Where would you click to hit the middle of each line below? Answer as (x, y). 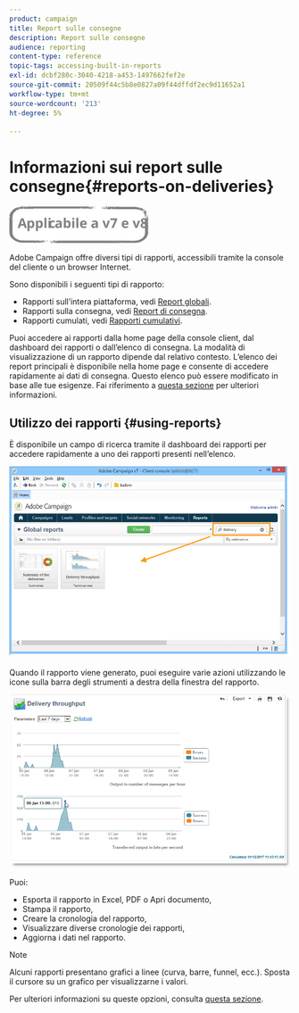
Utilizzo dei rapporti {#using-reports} (116, 423)
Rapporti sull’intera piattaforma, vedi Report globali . (117, 302)
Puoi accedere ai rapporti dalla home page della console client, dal (132, 338)
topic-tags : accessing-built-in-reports (86, 66)
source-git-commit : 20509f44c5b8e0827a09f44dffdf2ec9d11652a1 (127, 85)
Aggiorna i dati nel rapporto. (74, 937)
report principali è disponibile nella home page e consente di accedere (139, 367)
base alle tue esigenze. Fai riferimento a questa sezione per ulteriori (134, 386)
